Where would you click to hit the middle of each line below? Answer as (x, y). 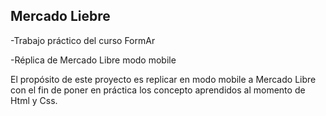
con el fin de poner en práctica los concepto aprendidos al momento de (158, 90)
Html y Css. (34, 100)
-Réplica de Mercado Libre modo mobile (93, 60)
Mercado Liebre (60, 16)
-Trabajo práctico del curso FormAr (83, 40)
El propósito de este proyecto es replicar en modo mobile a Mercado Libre (163, 79)
